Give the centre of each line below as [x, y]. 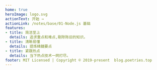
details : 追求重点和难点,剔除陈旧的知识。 [49, 37]
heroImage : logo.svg [27, 14]
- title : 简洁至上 [23, 33]
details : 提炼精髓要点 [31, 46]
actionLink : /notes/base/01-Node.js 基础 [48, 23]
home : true [16, 10]
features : [15, 28]
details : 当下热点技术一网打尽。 [40, 55]
